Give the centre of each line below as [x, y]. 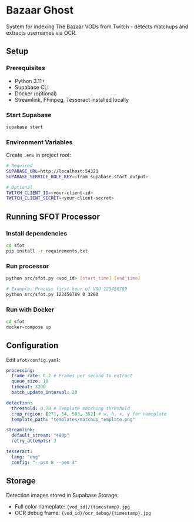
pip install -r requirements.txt [47, 251]
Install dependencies [37, 233]
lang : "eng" [26, 457]
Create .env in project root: [39, 155]
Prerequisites [26, 68]
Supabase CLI [31, 87]
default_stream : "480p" [40, 435]
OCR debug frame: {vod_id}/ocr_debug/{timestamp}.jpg [83, 513]
